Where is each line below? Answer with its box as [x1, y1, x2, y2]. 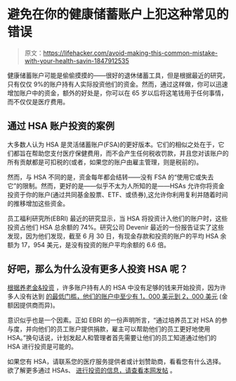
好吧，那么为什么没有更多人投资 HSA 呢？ [7, 263, 188, 275]
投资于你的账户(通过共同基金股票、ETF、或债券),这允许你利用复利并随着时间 [7, 190, 228, 199]
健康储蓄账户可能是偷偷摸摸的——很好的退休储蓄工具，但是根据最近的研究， [7, 71, 229, 80]
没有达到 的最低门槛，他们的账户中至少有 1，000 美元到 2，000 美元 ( [19, 292, 222, 300]
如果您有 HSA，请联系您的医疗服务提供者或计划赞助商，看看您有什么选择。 [7, 357, 225, 366]
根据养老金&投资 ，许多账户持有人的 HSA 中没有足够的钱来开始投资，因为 [7, 283, 220, 292]
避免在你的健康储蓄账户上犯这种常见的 [7, 6, 230, 23]
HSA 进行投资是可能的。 [7, 342, 77, 351]
